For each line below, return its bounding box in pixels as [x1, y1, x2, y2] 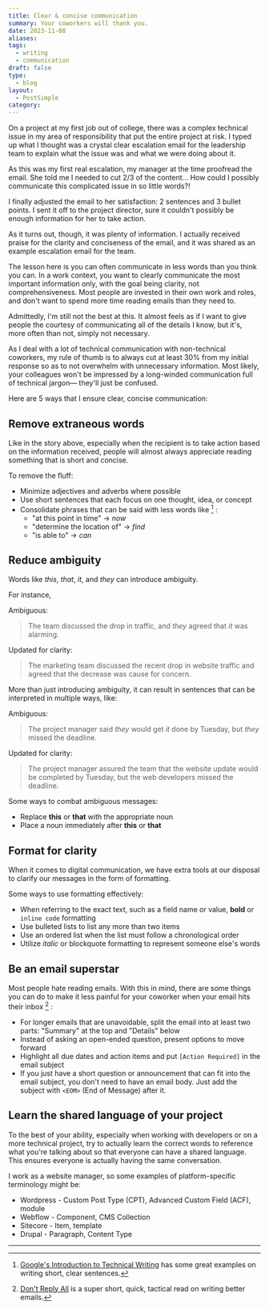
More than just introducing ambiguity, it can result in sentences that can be [8, 685, 255, 694]
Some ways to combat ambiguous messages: [8, 797, 159, 806]
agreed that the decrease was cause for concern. [27, 669, 192, 679]
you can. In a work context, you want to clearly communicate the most [8, 270, 240, 281]
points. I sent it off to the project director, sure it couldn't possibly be [8, 205, 235, 215]
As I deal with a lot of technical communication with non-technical [8, 344, 227, 354]
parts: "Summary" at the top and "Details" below [19, 1025, 180, 1035]
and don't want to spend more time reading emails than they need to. [8, 296, 236, 305]
